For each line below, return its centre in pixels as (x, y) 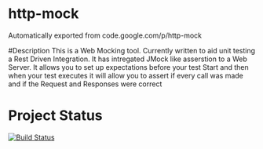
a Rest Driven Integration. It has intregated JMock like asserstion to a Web (128, 59)
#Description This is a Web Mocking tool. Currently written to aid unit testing (132, 50)
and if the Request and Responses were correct (85, 84)
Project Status (56, 116)
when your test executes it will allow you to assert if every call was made (126, 75)
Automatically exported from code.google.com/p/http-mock (105, 35)
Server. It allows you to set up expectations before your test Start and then (128, 67)
